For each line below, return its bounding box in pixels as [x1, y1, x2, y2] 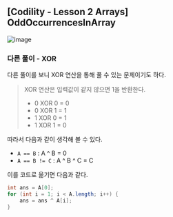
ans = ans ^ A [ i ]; [19, 197, 72, 204]
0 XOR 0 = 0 [34, 99, 70, 107]
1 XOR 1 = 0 [34, 121, 67, 130]
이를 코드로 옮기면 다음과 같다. [7, 171, 88, 179]
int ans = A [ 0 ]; [7, 185, 54, 192]
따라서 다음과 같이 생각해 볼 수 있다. [7, 135, 103, 144]
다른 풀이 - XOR [7, 54, 57, 63]
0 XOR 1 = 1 [34, 107, 67, 115]
